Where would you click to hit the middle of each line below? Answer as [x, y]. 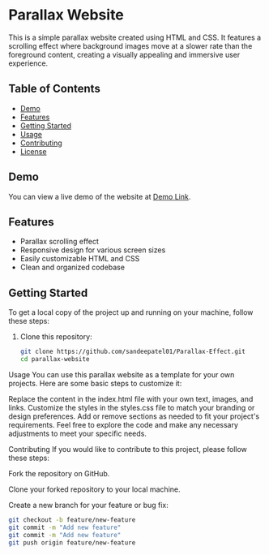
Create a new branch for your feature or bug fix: [88, 505]
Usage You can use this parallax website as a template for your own [122, 374]
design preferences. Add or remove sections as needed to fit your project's [134, 416]
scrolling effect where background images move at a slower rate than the [130, 45]
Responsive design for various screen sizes [93, 250]
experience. [28, 63]
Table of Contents [55, 89]
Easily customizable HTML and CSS [80, 259]
